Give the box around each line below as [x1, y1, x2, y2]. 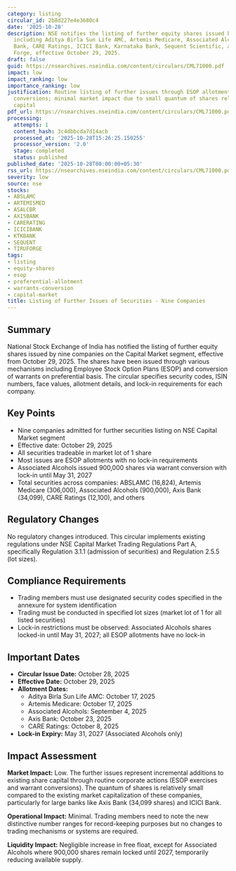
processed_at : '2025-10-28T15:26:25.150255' [13, 134, 146, 141]
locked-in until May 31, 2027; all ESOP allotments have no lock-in [17, 631, 206, 639]
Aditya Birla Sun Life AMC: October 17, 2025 [27, 693, 156, 701]
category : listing [7, 10, 61, 18]
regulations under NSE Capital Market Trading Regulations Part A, [7, 539, 197, 548]
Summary [7, 324, 51, 336]
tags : [7, 252, 23, 259]
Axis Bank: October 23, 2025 [27, 714, 112, 723]
